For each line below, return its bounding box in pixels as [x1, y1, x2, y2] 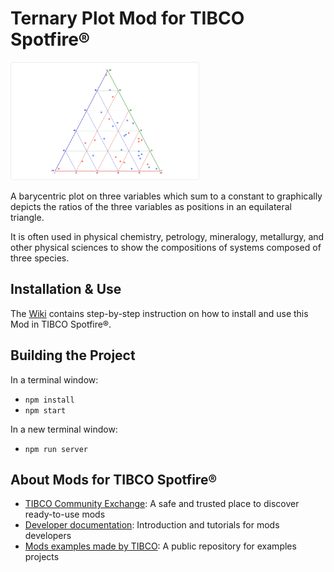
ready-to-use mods [24, 508, 106, 521]
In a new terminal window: [10, 423, 118, 435]
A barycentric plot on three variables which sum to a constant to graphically [10, 190, 323, 202]
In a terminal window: [10, 373, 99, 386]
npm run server [24, 444, 89, 454]
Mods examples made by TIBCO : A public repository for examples [24, 540, 297, 552]
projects [24, 551, 60, 563]
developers [24, 530, 72, 542]
